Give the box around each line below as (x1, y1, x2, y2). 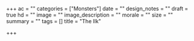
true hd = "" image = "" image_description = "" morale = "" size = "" (6, 11, 173, 18)
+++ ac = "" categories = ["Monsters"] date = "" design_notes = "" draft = (6, 5, 189, 12)
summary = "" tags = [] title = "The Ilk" (6, 18, 101, 24)
